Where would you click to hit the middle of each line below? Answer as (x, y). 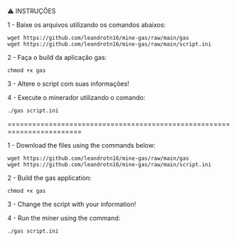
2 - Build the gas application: (49, 178)
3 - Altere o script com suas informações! (68, 84)
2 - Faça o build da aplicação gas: (57, 57)
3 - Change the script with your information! (72, 204)
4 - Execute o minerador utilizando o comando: (77, 97)
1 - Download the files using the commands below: (81, 145)
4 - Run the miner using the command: (64, 218)
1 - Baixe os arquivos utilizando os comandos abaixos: (86, 25)
